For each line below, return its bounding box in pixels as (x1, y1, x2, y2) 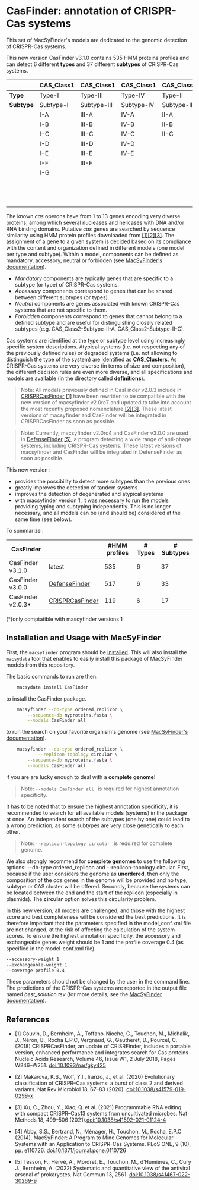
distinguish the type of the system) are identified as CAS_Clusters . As (6, 356, 177, 363)
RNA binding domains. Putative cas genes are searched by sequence (6, 225, 175, 233)
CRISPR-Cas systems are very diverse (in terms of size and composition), (6, 362, 186, 369)
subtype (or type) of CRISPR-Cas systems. (14, 281, 120, 288)
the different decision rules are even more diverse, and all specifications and (6, 368, 193, 375)
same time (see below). (14, 516, 72, 523)
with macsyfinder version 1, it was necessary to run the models (14, 497, 169, 504)
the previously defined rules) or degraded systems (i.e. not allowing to (6, 349, 178, 356)
